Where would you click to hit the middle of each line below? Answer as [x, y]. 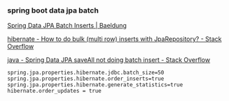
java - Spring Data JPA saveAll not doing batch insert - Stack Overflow [109, 60]
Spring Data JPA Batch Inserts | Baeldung [67, 26]
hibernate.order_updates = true [54, 91]
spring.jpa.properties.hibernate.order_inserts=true [86, 79]
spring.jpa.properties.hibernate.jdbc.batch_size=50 [86, 73]
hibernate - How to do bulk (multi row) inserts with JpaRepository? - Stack [114, 39]
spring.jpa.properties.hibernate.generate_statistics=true [95, 85]
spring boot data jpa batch [53, 10]
